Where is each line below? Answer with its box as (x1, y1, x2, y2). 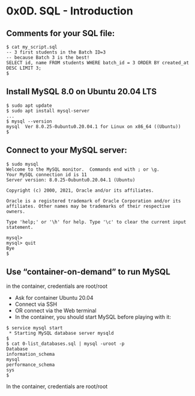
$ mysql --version (6, 118, 52, 124)
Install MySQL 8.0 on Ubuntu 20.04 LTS (6, 87, 157, 97)
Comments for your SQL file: (6, 28, 115, 38)
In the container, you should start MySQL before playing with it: (14, 314, 171, 321)
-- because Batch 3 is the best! (6, 55, 90, 61)
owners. (6, 209, 26, 215)
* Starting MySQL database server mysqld (8, 331, 114, 337)
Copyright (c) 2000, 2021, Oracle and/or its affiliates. (6, 187, 154, 193)
